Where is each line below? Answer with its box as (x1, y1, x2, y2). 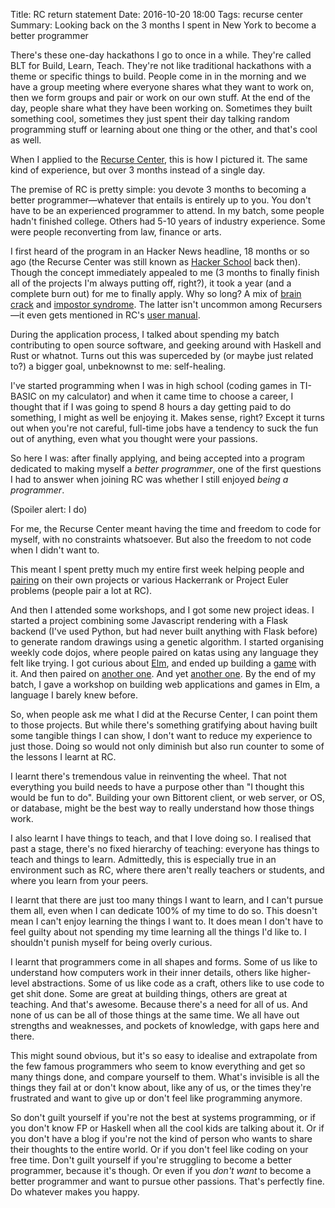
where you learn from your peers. (10, 875, 149, 886)
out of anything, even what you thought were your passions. (10, 433, 258, 444)
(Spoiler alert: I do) (10, 504, 88, 515)
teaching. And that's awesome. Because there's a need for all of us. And (10, 999, 308, 1010)
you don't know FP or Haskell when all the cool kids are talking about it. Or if (10, 1122, 325, 1134)
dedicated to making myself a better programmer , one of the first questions (10, 463, 322, 474)
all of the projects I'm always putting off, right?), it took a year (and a (10, 277, 292, 289)
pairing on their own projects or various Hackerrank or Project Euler (10, 574, 289, 586)
